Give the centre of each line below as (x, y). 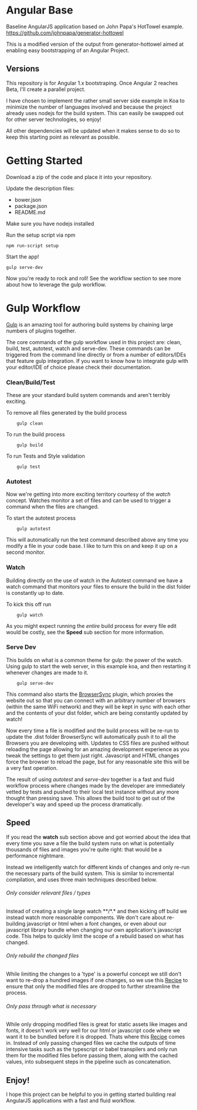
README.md (30, 212)
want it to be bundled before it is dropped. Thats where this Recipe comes (96, 1037)
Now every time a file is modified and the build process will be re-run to (92, 730)
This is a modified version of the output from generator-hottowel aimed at (95, 44)
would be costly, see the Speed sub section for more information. (85, 632)
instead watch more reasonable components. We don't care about (86, 917)
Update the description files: (40, 188)
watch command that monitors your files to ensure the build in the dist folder (98, 586)
